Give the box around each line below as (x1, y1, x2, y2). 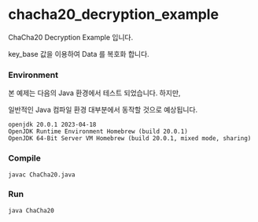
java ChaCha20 (8, 206, 55, 214)
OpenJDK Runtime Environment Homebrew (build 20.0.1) (8, 128, 189, 135)
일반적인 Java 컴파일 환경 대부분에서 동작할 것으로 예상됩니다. (8, 105, 198, 115)
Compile (8, 153, 41, 164)
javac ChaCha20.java (8, 171, 76, 179)
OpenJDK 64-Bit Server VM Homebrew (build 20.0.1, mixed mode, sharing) (8, 135, 252, 142)
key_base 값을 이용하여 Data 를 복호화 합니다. (8, 49, 149, 58)
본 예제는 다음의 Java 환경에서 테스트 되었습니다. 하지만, (8, 88, 181, 98)
